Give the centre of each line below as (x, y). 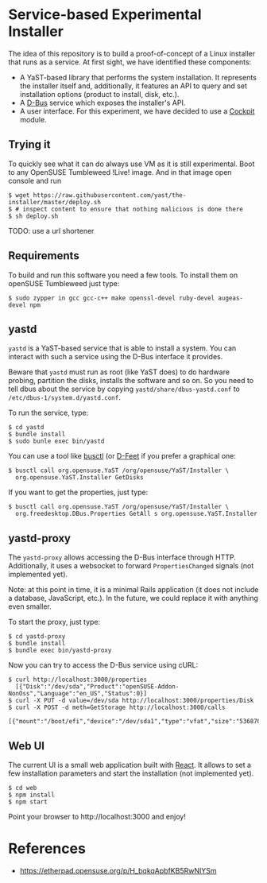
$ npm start (28, 802)
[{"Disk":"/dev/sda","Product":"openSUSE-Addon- (97, 687)
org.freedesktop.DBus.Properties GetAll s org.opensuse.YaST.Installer (137, 514)
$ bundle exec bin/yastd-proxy (60, 651)
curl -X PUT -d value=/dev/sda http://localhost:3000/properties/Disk (135, 701)
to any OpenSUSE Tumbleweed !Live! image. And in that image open (120, 172)
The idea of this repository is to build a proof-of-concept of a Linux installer (132, 53)
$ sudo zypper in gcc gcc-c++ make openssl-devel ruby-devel (112, 298)
